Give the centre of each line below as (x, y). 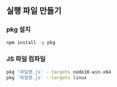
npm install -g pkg (31, 42)
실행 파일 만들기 (34, 11)
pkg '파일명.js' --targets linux (46, 77)
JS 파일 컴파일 (26, 59)
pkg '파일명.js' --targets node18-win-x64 (59, 72)
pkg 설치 (18, 30)
